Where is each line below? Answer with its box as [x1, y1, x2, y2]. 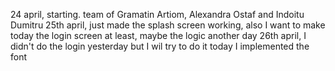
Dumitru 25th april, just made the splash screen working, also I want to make [10, 19, 326, 31]
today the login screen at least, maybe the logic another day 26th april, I [10, 30, 307, 41]
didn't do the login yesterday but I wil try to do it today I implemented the [10, 40, 310, 52]
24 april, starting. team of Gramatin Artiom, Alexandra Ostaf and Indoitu [10, 9, 305, 20]
